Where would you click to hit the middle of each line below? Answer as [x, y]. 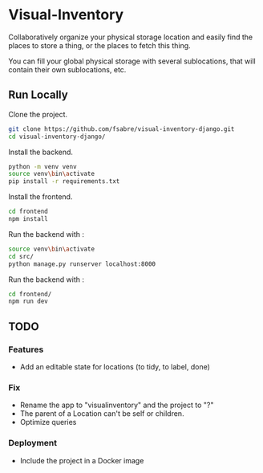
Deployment [33, 443]
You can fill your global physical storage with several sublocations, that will [132, 61]
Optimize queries [48, 422]
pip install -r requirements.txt [64, 181]
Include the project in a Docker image [82, 460]
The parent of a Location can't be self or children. [102, 414]
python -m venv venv [43, 166]
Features [26, 349]
